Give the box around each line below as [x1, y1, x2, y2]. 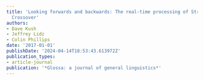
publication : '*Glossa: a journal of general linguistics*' [6, 64, 162, 71]
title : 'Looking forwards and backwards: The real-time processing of [6, 8, 189, 15]
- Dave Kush [6, 25, 36, 32]
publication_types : [6, 54, 56, 60]
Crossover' [12, 14, 39, 20]
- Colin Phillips [6, 37, 50, 43]
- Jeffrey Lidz [6, 31, 45, 37]
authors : [6, 20, 29, 26]
